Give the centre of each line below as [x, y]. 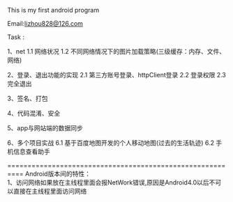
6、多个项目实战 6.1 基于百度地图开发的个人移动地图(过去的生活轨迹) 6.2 [111, 143]
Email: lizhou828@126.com [45, 23]
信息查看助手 [31, 151]
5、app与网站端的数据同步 [45, 128]
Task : [16, 37]
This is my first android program [53, 10]
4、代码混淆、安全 [34, 113]
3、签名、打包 [28, 98]
